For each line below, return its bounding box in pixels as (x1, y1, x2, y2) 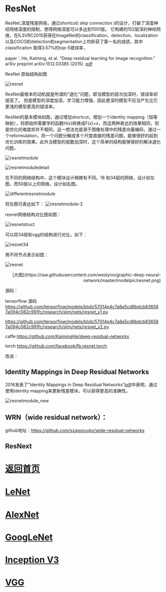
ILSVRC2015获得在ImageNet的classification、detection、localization (18, 32, 158, 38)
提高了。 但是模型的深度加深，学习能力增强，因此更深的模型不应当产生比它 (5, 97, 158, 103)
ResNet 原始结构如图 (5, 71, 47, 77)
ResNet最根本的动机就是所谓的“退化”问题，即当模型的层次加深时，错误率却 (5, 91, 158, 97)
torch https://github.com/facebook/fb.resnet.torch (5, 343, 107, 349)
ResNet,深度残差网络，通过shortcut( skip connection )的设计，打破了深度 (5, 20, 154, 26)
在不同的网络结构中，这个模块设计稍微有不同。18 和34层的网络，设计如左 (5, 174, 155, 181)
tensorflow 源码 (5, 298, 37, 304)
